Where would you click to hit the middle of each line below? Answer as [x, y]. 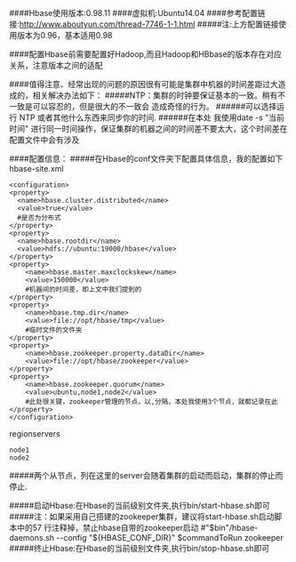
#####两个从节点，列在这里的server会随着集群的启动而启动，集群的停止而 [146, 475]
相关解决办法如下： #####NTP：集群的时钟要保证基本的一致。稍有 [155, 95]
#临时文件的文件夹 [54, 330]
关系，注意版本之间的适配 [56, 65]
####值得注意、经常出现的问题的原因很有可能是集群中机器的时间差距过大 [144, 84]
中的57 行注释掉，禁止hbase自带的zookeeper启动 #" [113, 528]
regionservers [35, 434]
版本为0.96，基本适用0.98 [64, 35]
